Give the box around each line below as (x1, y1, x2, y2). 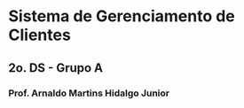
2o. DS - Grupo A (8, 60, 104, 75)
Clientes (8, 25, 72, 45)
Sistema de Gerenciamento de (8, 6, 236, 27)
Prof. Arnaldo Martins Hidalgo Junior (8, 87, 170, 99)
